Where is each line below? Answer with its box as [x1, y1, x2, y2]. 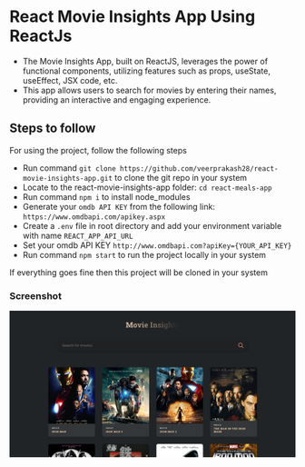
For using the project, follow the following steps [9, 144, 188, 155]
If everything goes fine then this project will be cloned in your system [9, 266, 268, 278]
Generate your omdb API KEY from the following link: [22, 201, 216, 212]
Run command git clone [22, 162, 116, 174]
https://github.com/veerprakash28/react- [119, 164, 279, 174]
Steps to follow [9, 121, 96, 136]
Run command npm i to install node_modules [22, 191, 191, 202]
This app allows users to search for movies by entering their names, [22, 84, 277, 95]
